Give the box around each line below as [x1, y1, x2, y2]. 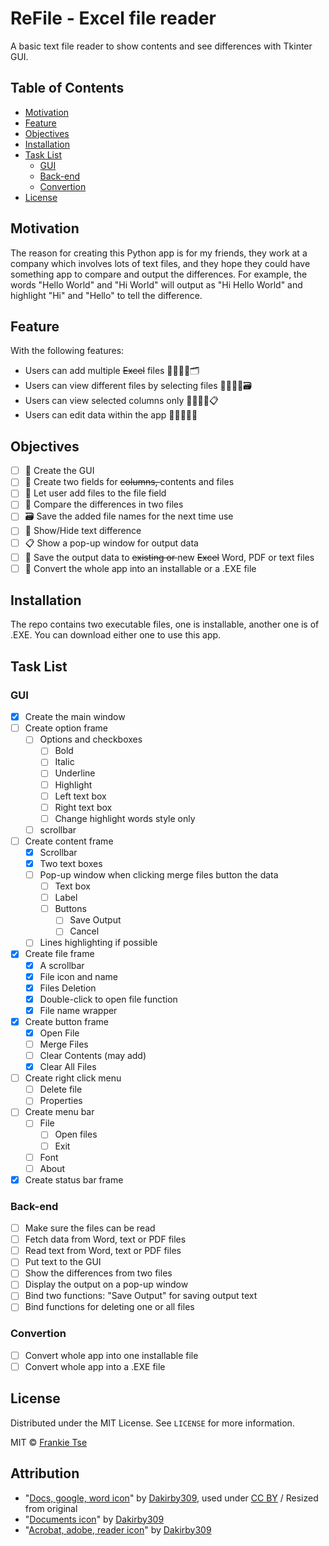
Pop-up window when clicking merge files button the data [39, 869, 279, 881]
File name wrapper [39, 1004, 118, 1016]
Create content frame [24, 835, 114, 847]
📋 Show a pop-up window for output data [24, 537, 199, 549]
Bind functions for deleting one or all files [24, 1301, 195, 1313]
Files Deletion [39, 982, 97, 994]
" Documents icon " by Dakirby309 [24, 1513, 165, 1525]
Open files [54, 1128, 98, 1141]
